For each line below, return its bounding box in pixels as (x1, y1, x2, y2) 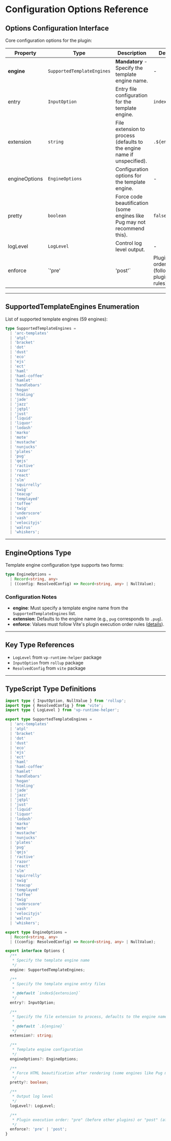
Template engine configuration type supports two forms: (5, 562, 124, 568)
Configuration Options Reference (5, 4, 149, 15)
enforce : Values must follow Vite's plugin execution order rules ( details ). (12, 621, 164, 627)
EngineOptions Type (5, 548, 71, 557)
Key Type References (5, 641, 75, 649)
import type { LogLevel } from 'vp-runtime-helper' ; (5, 707, 120, 713)
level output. (115, 246, 145, 253)
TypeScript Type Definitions (5, 684, 97, 694)
